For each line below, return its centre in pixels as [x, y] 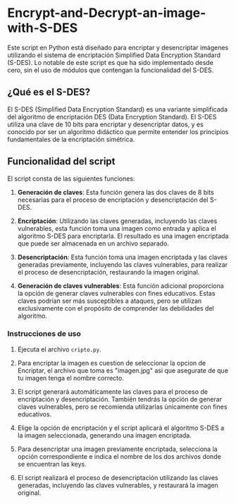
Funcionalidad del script [61, 161]
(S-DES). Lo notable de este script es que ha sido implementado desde [110, 62]
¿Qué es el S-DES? [49, 92]
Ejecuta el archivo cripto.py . [59, 349]
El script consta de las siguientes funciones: [71, 179]
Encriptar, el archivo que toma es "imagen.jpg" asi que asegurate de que [123, 370]
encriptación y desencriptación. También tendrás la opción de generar [120, 399]
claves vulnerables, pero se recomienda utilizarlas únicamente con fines [122, 407]
